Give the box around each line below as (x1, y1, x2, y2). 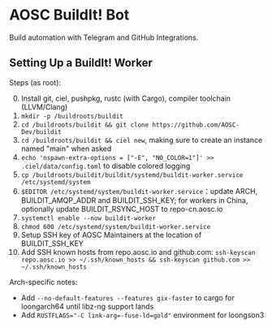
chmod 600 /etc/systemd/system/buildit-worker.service (20, 222, 211, 231)
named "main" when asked (20, 144, 112, 153)
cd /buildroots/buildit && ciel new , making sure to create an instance (20, 135, 263, 145)
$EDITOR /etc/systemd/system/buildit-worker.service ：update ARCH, (20, 186, 258, 196)
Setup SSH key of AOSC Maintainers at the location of (20, 230, 202, 240)
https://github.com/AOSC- (152, 120, 240, 129)
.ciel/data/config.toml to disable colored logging (20, 161, 191, 170)
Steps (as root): (9, 77, 62, 87)
